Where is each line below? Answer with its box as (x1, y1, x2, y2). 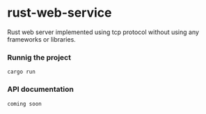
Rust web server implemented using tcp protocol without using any (7, 28, 200, 36)
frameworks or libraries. (7, 35, 77, 43)
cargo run (7, 68, 36, 76)
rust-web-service (7, 5, 112, 21)
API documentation (7, 85, 74, 95)
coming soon (7, 100, 42, 107)
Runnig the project (7, 52, 72, 62)
